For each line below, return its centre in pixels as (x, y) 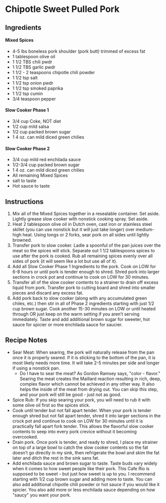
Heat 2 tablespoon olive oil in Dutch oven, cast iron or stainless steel (82, 224)
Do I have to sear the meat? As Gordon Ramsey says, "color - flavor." (90, 373)
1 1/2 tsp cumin (28, 94)
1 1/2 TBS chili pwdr (32, 62)
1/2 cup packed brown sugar (41, 132)
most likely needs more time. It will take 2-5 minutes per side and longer (86, 363)
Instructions (24, 202)
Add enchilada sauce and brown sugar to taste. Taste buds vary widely (85, 463)
